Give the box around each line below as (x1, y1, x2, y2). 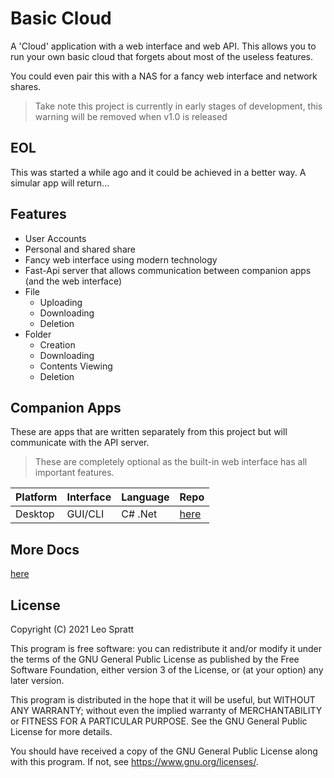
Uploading (39, 296, 83, 308)
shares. (10, 80, 42, 92)
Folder (24, 328, 52, 340)
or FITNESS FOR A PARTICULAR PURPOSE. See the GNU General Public (10, 715, 308, 727)
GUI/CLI (66, 507, 105, 521)
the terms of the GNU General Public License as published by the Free (10, 653, 300, 665)
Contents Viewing (39, 360, 113, 372)
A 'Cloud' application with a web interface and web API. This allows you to (10, 40, 317, 52)
